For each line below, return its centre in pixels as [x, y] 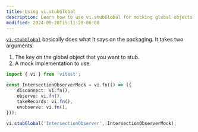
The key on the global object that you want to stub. [77, 57]
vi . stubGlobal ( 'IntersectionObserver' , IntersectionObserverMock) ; [92, 123]
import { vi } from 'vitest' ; [44, 75]
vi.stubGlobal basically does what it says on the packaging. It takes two [95, 40]
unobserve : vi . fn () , [42, 107]
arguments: [20, 46]
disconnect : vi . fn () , [43, 91]
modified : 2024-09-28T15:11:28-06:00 [53, 22]
